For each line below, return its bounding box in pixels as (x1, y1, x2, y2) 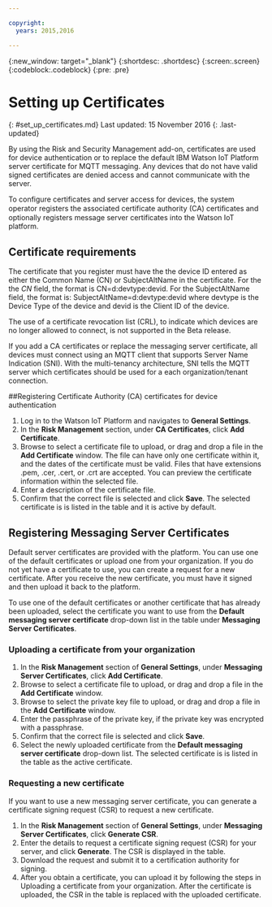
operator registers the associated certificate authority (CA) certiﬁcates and (8, 204, 259, 214)
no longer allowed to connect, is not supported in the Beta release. (8, 326, 231, 336)
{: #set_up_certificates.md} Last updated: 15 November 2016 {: (8, 119, 218, 130)
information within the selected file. (19, 476, 139, 486)
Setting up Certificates (8, 93, 165, 111)
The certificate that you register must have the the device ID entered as (8, 267, 248, 276)
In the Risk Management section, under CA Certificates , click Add (19, 424, 245, 435)
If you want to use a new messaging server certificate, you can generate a (8, 796, 257, 805)
